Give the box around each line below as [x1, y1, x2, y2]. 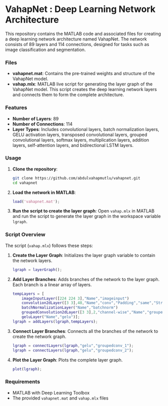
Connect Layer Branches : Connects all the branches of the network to [12, 328, 158, 334]
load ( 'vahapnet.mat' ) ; [12, 199, 60, 204]
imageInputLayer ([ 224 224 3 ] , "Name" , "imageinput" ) [21, 296, 129, 301]
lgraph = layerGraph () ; [12, 267, 62, 272]
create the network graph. [12, 333, 66, 339]
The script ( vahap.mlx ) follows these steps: [5, 242, 93, 248]
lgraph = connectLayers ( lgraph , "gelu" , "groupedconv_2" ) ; [12, 347, 134, 353]
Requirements [5, 378, 40, 385]
